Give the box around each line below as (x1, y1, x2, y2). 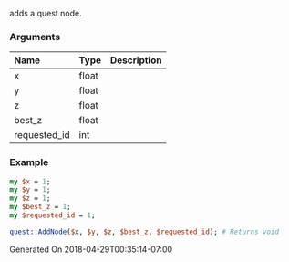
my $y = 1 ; (9, 185, 51, 194)
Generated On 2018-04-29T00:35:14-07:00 (9, 244, 173, 255)
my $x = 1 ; (9, 177, 51, 186)
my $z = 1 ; (9, 194, 51, 204)
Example (9, 156, 49, 169)
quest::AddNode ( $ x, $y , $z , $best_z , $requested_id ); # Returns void (9, 227, 280, 236)
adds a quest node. (9, 8, 82, 18)
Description (109, 54, 162, 67)
